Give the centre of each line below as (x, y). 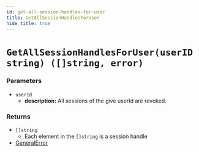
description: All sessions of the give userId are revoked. (95, 101)
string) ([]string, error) (75, 63)
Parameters (24, 81)
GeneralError (31, 143)
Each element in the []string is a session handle (86, 136)
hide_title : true (28, 23)
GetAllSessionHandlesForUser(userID (100, 52)
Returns (18, 117)
